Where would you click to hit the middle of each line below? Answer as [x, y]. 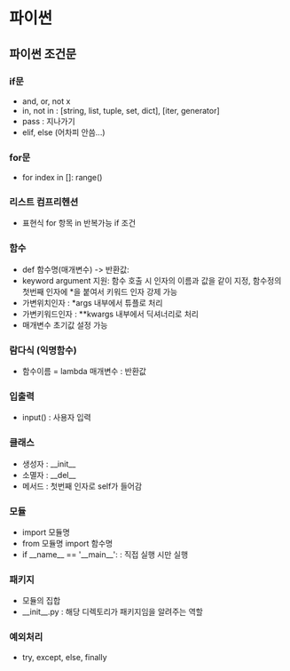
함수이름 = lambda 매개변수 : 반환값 [84, 371]
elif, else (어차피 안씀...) [63, 132]
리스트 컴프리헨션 [44, 203]
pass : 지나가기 [48, 121]
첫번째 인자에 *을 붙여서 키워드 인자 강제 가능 [100, 292]
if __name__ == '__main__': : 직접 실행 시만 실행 [105, 554]
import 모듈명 [46, 532]
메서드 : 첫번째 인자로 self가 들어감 [82, 486]
